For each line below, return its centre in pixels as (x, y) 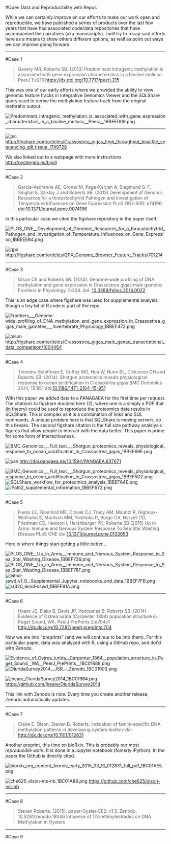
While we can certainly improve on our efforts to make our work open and (83, 17)
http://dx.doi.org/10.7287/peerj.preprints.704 (65, 627)
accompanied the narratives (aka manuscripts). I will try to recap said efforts (85, 34)
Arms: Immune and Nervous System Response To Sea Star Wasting (88, 528)
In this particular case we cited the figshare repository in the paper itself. (81, 219)
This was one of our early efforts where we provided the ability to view (79, 90)
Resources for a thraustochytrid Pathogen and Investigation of (83, 198)
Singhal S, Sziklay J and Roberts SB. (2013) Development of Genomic (90, 192)
